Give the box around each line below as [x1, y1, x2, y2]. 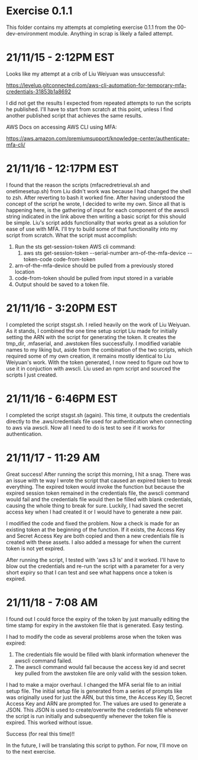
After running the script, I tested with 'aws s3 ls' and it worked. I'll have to [6, 556, 185, 563]
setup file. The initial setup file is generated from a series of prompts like [6, 687, 183, 694]
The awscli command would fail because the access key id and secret [14, 663, 186, 670]
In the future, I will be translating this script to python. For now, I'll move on [6, 742, 188, 749]
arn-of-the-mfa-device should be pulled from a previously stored [14, 262, 174, 269]
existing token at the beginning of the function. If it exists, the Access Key [6, 526, 186, 533]
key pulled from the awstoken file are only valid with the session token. [14, 670, 187, 677]
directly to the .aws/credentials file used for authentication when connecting [6, 418, 192, 425]
